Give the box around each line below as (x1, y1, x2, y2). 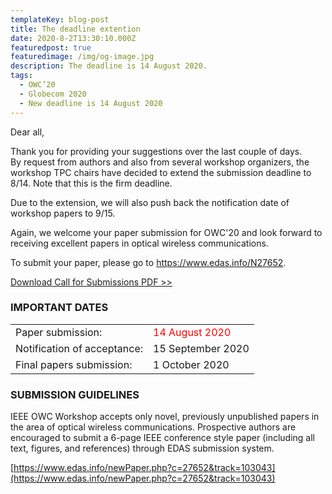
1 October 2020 (153, 357, 230, 371)
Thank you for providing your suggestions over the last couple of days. (10, 145, 303, 157)
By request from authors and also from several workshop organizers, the (10, 156, 310, 168)
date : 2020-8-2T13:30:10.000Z (10, 33, 137, 43)
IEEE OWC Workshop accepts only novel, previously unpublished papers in (10, 411, 320, 423)
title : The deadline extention (10, 24, 141, 34)
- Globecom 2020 (19, 89, 87, 99)
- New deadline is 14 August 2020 (19, 98, 163, 108)
